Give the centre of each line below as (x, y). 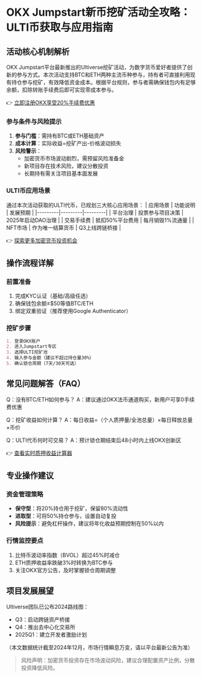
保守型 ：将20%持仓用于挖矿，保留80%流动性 (72, 509)
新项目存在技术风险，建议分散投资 (66, 166)
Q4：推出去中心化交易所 (45, 627)
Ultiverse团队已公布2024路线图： (47, 606)
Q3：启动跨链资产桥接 (42, 619)
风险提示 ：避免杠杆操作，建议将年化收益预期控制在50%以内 (89, 524)
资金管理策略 (25, 494)
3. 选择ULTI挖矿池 (27, 352)
